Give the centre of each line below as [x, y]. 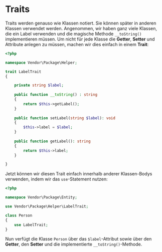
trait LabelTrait [23, 72]
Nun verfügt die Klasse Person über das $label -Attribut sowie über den [78, 239]
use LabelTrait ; [31, 225]
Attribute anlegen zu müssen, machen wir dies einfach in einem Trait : [77, 44]
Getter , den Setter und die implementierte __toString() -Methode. [74, 244]
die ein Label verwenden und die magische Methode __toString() [73, 34]
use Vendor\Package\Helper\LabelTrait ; [47, 206]
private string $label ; [39, 85]
